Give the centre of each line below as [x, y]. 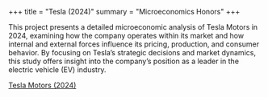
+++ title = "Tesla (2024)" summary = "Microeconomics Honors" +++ [124, 12]
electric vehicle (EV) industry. [57, 70]
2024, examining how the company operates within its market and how [126, 36]
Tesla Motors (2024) [42, 85]
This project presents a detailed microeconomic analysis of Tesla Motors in [133, 27]
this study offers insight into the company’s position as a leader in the [124, 61]
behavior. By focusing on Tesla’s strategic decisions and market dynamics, [132, 53]
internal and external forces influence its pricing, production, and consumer [134, 44]
